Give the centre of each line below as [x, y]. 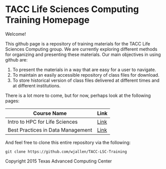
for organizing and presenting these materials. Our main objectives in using [83, 54]
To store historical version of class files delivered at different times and [86, 80]
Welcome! [16, 34]
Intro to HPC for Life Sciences [43, 122]
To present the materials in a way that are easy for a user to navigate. [84, 70]
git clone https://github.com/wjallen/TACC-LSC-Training [66, 152]
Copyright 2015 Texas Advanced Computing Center [59, 161]
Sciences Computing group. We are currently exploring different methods [81, 49]
